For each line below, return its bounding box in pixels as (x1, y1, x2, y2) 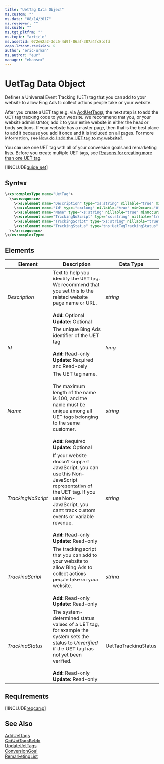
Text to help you (53, 269, 90, 276)
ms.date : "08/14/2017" (5, 16, 51, 21)
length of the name (53, 389, 96, 395)
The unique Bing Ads (53, 326, 101, 333)
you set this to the (53, 287, 94, 294)
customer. (53, 425, 76, 432)
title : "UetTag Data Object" (5, 7, 64, 12)
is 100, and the (53, 395, 88, 402)
